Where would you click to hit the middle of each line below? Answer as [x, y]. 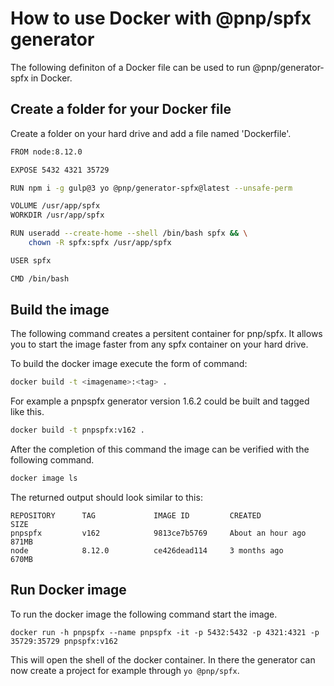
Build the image [60, 310]
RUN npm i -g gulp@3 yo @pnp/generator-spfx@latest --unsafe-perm [151, 188]
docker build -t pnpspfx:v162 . [77, 430]
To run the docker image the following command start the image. [144, 614]
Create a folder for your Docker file [121, 109]
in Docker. [51, 78]
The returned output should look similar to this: [106, 498]
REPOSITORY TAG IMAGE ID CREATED [136, 516]
